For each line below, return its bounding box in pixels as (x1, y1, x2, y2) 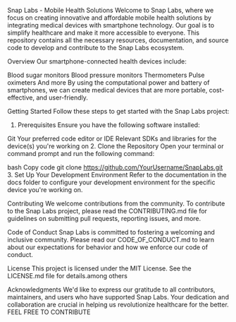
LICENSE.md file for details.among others (7, 272, 128, 280)
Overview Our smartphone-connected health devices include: (7, 57, 187, 66)
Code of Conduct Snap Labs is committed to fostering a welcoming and (7, 228, 215, 236)
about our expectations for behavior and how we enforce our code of (7, 243, 209, 251)
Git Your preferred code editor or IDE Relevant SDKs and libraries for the (7, 134, 217, 143)
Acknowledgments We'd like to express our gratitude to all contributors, (7, 285, 216, 294)
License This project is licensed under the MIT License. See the (7, 264, 192, 273)
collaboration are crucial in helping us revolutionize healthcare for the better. (7, 300, 229, 309)
